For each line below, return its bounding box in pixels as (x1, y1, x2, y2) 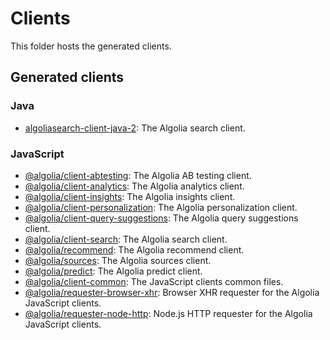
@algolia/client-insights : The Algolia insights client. (24, 190, 236, 202)
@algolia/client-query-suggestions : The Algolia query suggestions (24, 212, 299, 224)
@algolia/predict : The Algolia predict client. (24, 265, 203, 277)
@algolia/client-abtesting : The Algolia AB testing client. (24, 169, 252, 181)
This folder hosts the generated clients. (10, 40, 172, 52)
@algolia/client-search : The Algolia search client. (24, 233, 228, 245)
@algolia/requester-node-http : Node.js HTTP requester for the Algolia (24, 307, 313, 319)
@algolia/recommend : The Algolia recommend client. (24, 243, 245, 256)
